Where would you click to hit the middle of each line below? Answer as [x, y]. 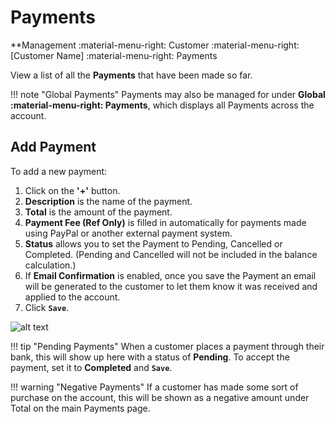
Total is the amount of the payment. [98, 212]
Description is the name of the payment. [108, 201]
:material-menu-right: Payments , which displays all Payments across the [162, 105]
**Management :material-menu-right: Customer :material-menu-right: [155, 45]
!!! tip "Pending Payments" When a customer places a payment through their [167, 346]
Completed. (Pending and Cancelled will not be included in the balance [171, 254]
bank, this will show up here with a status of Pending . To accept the [150, 357]
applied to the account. [72, 297]
